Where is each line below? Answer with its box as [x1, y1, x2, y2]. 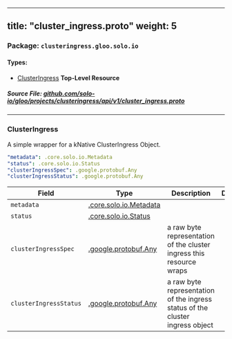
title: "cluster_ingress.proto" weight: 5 [7, 20, 177, 32]
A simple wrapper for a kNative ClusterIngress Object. [7, 140, 161, 149]
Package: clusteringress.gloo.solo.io [7, 41, 139, 51]
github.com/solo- [43, 89, 95, 98]
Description [171, 188, 211, 198]
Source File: [7, 89, 43, 98]
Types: [7, 58, 28, 66]
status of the [166, 303, 209, 313]
